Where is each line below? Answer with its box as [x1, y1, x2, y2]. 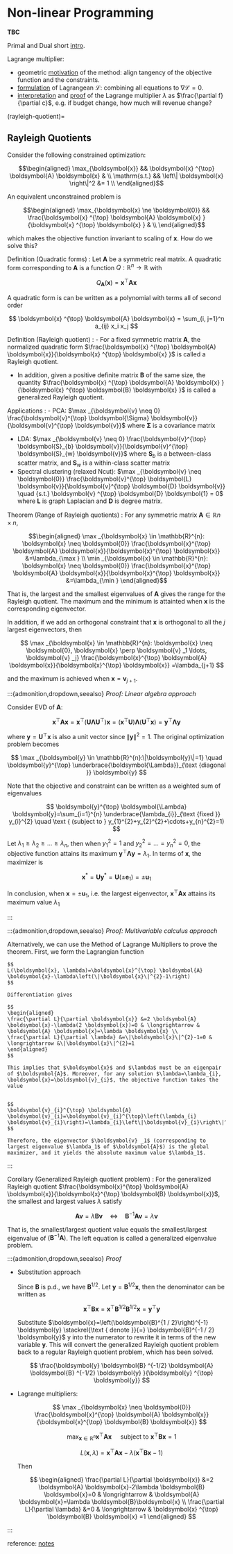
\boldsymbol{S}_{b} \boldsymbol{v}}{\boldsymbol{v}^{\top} [17, 442, 189, 450]
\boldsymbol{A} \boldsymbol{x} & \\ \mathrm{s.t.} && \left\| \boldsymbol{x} [9, 172, 224, 180]
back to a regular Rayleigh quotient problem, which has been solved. [17, 1348, 214, 1356]
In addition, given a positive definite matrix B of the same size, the [17, 370, 206, 379]
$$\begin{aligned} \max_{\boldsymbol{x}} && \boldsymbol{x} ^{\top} [18, 164, 215, 172]
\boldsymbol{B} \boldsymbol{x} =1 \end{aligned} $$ [47, 1512, 196, 1521]
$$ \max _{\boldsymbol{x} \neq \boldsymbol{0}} [52, 1403, 191, 1411]
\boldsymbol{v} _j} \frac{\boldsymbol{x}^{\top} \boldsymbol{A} [26, 654, 207, 662]
